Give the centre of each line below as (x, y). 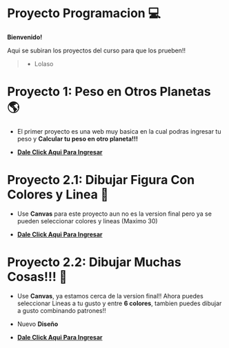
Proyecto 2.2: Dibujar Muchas (94, 262)
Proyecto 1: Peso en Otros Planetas (109, 92)
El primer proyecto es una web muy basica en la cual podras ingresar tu (119, 131)
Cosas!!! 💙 (37, 277)
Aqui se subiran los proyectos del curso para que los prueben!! (97, 50)
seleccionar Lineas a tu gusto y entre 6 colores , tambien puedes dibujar (119, 303)
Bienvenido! (25, 37)
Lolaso (44, 63)
